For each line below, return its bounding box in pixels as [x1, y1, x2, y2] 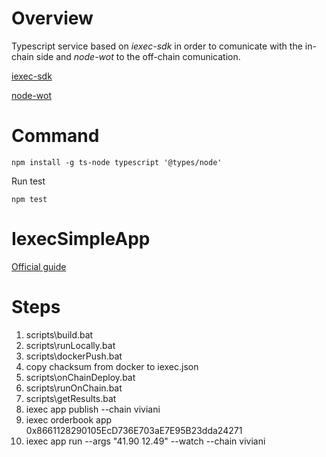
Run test [11, 175, 46, 187]
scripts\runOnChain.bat [25, 382, 123, 394]
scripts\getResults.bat [25, 392, 117, 404]
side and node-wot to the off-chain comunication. [35, 50, 241, 62]
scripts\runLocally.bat [25, 339, 116, 351]
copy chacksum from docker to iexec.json [25, 360, 199, 372]
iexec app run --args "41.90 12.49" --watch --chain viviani [25, 435, 266, 447]
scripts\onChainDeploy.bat [25, 371, 136, 383]
